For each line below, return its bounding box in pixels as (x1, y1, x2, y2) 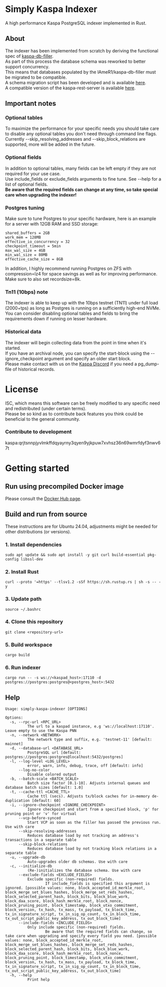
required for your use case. (5, 171, 61, 177)
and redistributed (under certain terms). (5, 405, 86, 411)
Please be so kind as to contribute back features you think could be (5, 411, 143, 417)
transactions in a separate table (5, 837, 77, 843)
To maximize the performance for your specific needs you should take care (5, 126, 160, 132)
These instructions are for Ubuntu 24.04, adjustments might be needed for (5, 523, 158, 529)
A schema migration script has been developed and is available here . (5, 79, 147, 85)
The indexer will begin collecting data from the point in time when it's (5, 339, 147, 345)
